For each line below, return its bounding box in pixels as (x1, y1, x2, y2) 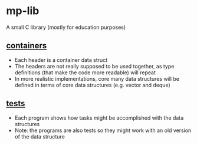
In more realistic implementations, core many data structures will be (14, 75, 180, 82)
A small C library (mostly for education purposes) (6, 24, 126, 31)
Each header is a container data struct (14, 56, 108, 63)
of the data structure (14, 133, 65, 140)
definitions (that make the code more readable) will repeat (14, 69, 156, 76)
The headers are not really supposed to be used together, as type (14, 62, 175, 70)
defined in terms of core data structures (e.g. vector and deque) (14, 81, 170, 88)
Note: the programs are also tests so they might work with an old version (14, 127, 192, 134)
